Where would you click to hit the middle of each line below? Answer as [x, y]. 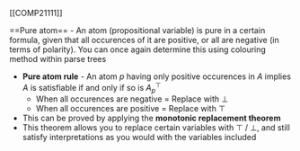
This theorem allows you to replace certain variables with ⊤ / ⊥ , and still [156, 128]
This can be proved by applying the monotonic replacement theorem [151, 118]
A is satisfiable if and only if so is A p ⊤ [92, 88]
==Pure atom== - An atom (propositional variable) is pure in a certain [137, 30]
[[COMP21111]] [36, 13]
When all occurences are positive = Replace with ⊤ [131, 109]
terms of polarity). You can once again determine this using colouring [138, 49]
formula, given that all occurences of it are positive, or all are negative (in [145, 40]
